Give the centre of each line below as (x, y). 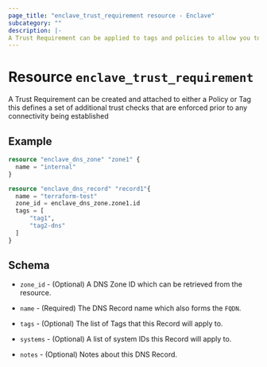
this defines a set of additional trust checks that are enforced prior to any (128, 107)
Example (30, 141)
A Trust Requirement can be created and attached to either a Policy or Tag (130, 100)
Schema (29, 265)
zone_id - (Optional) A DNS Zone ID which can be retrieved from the (131, 284)
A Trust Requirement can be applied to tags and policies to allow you (129, 38)
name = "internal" (46, 167)
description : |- (35, 30)
